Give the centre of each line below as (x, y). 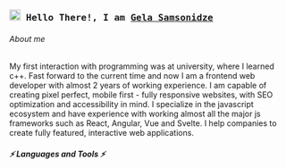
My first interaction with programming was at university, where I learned (142, 66)
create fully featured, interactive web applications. (102, 133)
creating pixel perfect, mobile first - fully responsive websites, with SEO (141, 95)
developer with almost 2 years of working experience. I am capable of (138, 86)
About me (27, 38)
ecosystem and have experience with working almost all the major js (135, 114)
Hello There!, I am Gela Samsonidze (119, 17)
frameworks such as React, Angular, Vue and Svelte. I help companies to (143, 123)
